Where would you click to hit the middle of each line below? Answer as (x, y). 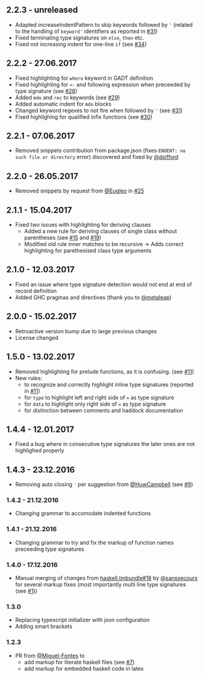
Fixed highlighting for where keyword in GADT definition (84, 78)
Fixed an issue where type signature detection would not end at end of (104, 284)
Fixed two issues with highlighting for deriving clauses (83, 225)
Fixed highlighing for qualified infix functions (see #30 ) (84, 117)
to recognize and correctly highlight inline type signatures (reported (109, 384)
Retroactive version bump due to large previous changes (86, 331)
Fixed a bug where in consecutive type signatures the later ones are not (105, 444)
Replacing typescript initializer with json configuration (82, 620)
